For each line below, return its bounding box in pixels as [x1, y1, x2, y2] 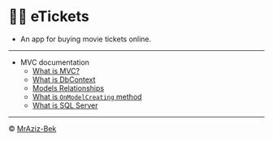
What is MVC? [32, 66, 80, 75]
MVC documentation [19, 57, 89, 67]
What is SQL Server [32, 100, 98, 110]
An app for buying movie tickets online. [19, 34, 152, 44]
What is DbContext [32, 75, 96, 84]
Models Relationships [32, 83, 104, 92]
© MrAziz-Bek [8, 123, 57, 133]
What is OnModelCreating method [32, 92, 142, 101]
